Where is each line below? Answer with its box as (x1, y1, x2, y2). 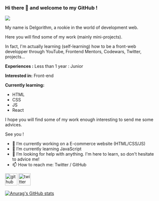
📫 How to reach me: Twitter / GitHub (12, 162, 87, 168)
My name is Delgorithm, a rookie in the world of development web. (5, 24, 139, 31)
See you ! (5, 131, 24, 137)
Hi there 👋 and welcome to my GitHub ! (5, 4, 98, 11)
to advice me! (12, 156, 40, 162)
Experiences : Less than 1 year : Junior (5, 63, 84, 69)
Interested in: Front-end (5, 73, 54, 79)
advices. (5, 122, 22, 128)
